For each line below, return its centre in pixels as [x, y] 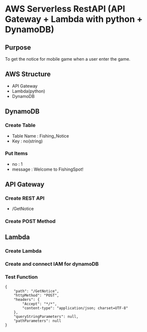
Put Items [16, 154]
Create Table [20, 126]
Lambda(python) [28, 91]
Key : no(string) [27, 141]
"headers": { [27, 300]
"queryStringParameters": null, [46, 316]
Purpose [18, 47]
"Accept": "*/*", [40, 304]
